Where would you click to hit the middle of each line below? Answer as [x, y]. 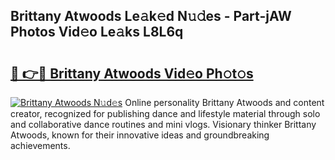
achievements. [40, 145]
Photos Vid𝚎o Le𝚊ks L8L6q [97, 32]
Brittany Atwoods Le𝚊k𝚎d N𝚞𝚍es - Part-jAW [151, 16]
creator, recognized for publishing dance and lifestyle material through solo [165, 113]
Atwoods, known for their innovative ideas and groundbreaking [140, 135]
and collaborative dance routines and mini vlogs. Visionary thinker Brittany [163, 124]
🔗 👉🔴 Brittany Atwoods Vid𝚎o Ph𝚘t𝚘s [132, 73]
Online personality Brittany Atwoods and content [224, 102]
